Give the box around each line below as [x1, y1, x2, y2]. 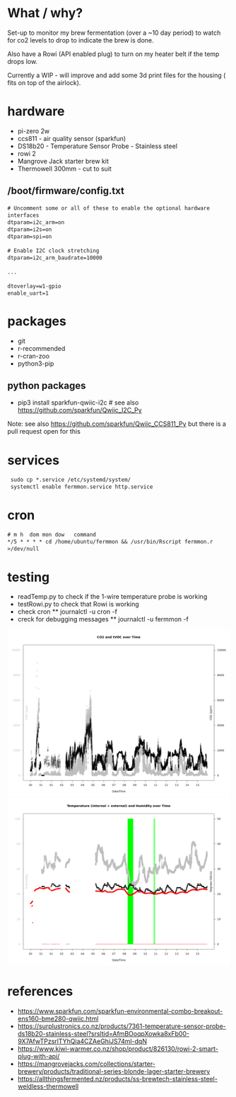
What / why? [7, 5, 83, 21]
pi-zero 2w [17, 126, 50, 135]
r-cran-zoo [17, 351, 50, 360]
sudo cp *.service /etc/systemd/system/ [10, 476, 131, 483]
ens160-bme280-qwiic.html [17, 1015, 99, 1023]
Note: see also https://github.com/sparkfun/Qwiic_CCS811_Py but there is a [7, 420, 226, 428]
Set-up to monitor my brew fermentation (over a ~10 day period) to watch [7, 28, 221, 37]
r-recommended [17, 344, 66, 352]
